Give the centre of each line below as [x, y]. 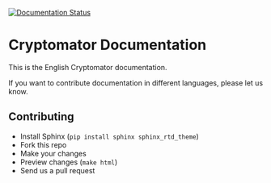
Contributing [41, 117]
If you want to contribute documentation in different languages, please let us [136, 83]
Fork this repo [43, 144]
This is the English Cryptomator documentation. [88, 67]
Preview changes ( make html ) [69, 162]
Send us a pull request [57, 170]
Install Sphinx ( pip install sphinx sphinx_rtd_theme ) [110, 136]
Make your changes [53, 153]
